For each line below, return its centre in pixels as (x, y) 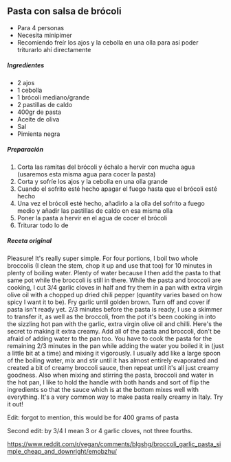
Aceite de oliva (38, 119)
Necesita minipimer (44, 35)
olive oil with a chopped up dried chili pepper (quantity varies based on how (115, 294)
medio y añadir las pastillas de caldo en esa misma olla (95, 210)
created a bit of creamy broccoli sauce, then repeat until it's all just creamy (113, 367)
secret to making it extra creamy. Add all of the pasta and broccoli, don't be (114, 331)
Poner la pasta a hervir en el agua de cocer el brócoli (92, 218)
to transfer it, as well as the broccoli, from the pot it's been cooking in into (112, 316)
